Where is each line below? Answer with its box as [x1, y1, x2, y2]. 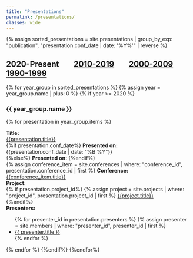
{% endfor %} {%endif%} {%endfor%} [6, 246, 100, 253]
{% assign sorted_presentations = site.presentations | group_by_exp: [6, 36, 173, 43]
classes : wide [6, 19, 41, 25]
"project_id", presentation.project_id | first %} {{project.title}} [6, 192, 154, 199]
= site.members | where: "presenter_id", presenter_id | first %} [14, 222, 167, 230]
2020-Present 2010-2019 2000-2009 [6, 59, 174, 69]
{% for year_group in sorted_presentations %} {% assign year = [6, 84, 161, 91]
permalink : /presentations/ [6, 14, 75, 20]
